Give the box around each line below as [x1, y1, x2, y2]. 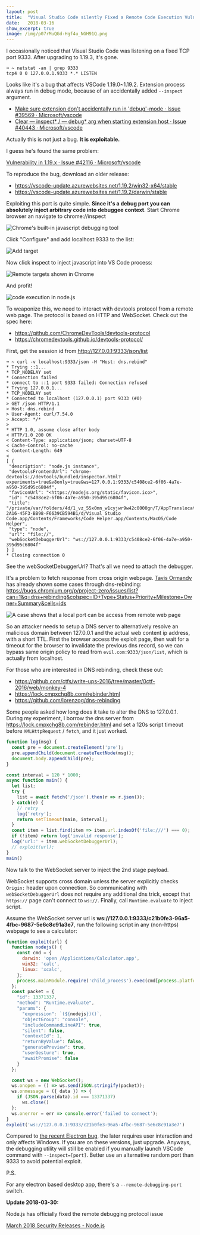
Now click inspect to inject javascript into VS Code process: [6, 259, 153, 266]
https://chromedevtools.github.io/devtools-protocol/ [14, 336, 143, 343]
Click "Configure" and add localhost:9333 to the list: [6, 236, 135, 243]
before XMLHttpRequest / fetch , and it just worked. [6, 727, 128, 735]
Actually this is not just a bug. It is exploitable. [6, 136, 120, 143]
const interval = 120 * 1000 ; [6, 772, 82, 778]
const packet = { [11, 989, 55, 995]
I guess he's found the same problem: [6, 148, 99, 155]
